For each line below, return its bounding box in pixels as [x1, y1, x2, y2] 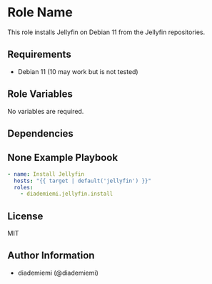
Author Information [7, 250, 95, 262]
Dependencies [7, 127, 74, 140]
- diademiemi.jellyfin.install [20, 190, 113, 198]
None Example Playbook [7, 152, 118, 164]
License [7, 210, 44, 222]
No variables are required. [7, 107, 84, 115]
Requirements [7, 48, 71, 61]
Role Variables [7, 88, 73, 100]
